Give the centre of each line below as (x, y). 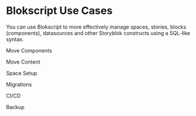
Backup (15, 107)
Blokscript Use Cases (59, 11)
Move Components (29, 50)
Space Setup (22, 73)
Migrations (19, 84)
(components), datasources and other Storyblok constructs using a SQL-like (98, 33)
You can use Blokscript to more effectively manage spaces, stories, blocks (96, 27)
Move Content (23, 62)
